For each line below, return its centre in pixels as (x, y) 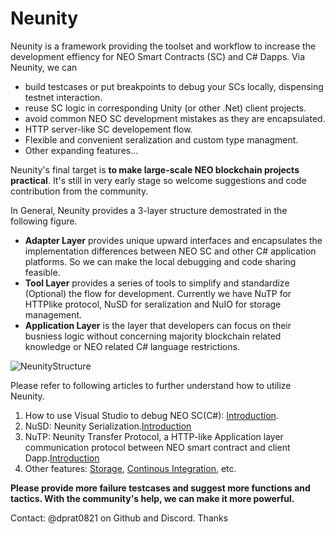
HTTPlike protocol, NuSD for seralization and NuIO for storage (153, 304)
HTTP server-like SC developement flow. (108, 129)
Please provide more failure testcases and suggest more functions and (160, 488)
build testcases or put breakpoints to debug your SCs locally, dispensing (174, 86)
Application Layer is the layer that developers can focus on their (158, 325)
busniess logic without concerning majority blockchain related (153, 336)
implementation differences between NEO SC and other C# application (170, 251)
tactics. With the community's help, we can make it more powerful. (152, 498)
